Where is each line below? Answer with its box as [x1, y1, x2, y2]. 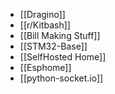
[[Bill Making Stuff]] [19, 30, 101, 41]
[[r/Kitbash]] [19, 19, 71, 31]
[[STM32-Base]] [19, 40, 88, 52]
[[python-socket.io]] [19, 72, 104, 84]
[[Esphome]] [19, 62, 72, 73]
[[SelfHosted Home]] [19, 51, 107, 63]
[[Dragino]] [19, 9, 66, 20]
